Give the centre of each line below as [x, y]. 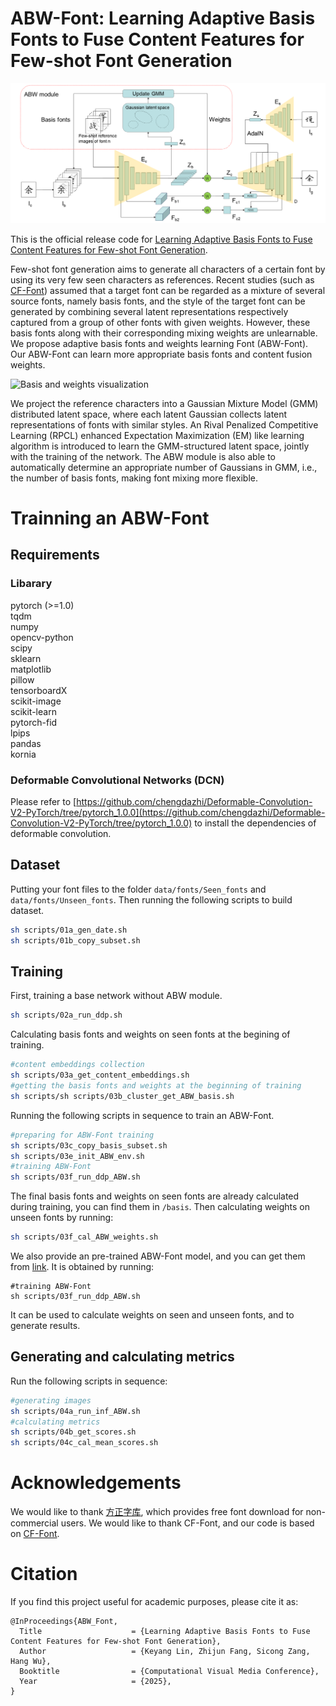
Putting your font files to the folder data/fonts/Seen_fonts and [138, 889]
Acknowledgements [96, 1483]
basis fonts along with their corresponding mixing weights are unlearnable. [164, 333]
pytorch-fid [34, 722]
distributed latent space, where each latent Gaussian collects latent [149, 414]
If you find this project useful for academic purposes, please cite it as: [154, 1602]
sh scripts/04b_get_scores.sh [73, 1432]
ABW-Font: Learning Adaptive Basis [163, 18]
